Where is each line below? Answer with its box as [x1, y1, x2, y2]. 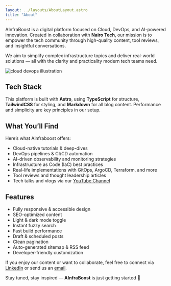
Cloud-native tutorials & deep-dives [12, 145, 88, 151]
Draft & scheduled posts [12, 233, 64, 239]
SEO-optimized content [12, 211, 62, 218]
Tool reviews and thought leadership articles [12, 172, 106, 179]
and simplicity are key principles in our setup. [5, 107, 101, 113]
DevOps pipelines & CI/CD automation [12, 151, 93, 157]
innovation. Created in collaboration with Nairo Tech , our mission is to [5, 32, 152, 38]
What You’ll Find [5, 122, 59, 130]
